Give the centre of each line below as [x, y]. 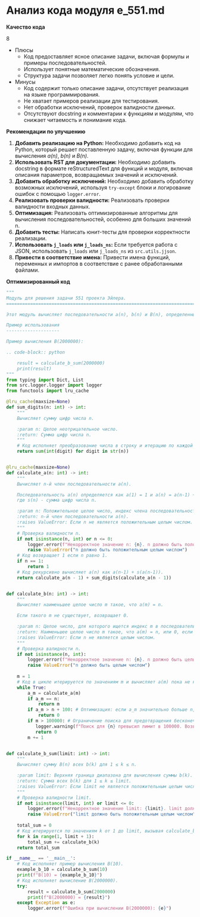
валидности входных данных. [52, 206]
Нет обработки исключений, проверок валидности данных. [99, 107]
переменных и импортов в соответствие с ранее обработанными [99, 263]
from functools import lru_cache [48, 391]
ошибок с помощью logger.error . [58, 194]
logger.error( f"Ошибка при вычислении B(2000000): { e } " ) [99, 909]
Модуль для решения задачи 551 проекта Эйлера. [66, 298]
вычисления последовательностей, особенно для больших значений [103, 219]
